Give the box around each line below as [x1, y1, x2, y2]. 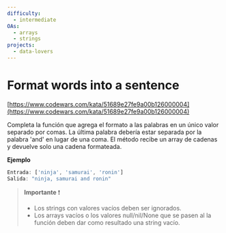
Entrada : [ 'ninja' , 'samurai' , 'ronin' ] [7, 169, 124, 176]
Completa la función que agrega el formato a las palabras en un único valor [7, 120, 219, 128]
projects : [7, 42, 36, 49]
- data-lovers [13, 49, 53, 55]
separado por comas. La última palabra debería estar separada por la [7, 128, 202, 136]
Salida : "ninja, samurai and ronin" [7, 175, 111, 182]
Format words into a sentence [7, 78, 180, 93]
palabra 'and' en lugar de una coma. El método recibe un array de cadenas [7, 135, 218, 143]
